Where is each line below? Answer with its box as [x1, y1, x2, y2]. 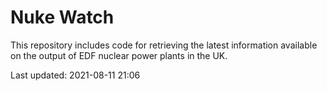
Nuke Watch [10, 6, 115, 29]
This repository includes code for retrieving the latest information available [10, 39, 318, 51]
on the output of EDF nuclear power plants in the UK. [10, 49, 228, 61]
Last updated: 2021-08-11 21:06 [10, 69, 141, 81]
